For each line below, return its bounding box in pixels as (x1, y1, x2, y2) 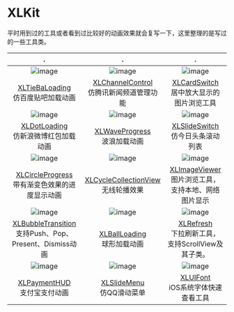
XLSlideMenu (100, 277, 145, 287)
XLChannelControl (93, 77, 153, 87)
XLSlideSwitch (171, 120, 219, 130)
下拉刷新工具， (171, 228, 221, 238)
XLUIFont (180, 272, 211, 282)
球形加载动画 (102, 239, 144, 249)
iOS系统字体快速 (168, 282, 223, 292)
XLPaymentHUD (17, 277, 71, 287)
